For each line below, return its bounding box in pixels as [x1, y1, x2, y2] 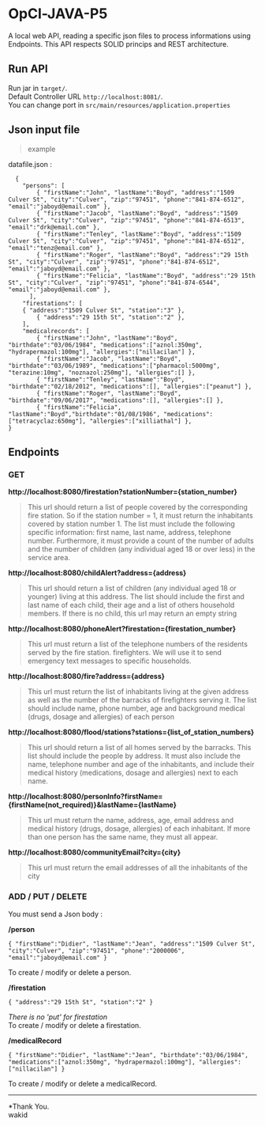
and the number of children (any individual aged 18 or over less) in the [27, 544, 256, 554]
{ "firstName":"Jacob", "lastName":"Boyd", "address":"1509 [36, 209, 238, 218]
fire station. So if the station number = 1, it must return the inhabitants [27, 511, 254, 521]
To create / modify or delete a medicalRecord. [8, 1079, 158, 1088]
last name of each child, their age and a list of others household [27, 601, 235, 610]
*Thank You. [8, 1101, 50, 1111]
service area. [27, 553, 71, 563]
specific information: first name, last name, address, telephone [27, 528, 231, 537]
